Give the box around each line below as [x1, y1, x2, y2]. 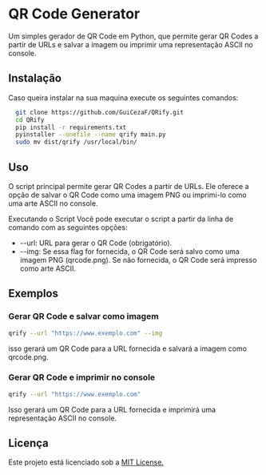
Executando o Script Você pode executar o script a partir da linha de [8, 214, 234, 223]
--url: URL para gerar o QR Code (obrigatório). [19, 238, 173, 248]
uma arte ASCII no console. [8, 198, 98, 208]
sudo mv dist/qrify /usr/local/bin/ [15, 138, 137, 147]
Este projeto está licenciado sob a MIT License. [8, 457, 164, 467]
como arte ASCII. [19, 264, 77, 273]
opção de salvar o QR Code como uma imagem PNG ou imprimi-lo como [8, 190, 247, 199]
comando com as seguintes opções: [8, 222, 128, 232]
